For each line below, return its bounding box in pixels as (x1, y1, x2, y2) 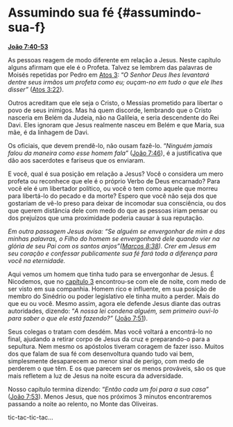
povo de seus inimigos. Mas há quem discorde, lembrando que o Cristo (8, 106, 212, 114)
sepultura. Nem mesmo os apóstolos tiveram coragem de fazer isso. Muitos (8, 342, 225, 350)
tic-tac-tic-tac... (8, 413, 54, 421)
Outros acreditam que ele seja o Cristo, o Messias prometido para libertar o (8, 98, 223, 107)
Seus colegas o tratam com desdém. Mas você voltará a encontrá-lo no (8, 327, 213, 336)
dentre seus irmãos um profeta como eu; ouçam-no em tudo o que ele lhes (8, 78, 223, 86)
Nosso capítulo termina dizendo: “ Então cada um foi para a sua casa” (8, 385, 209, 393)
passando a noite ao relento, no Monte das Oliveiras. (8, 399, 159, 408)
